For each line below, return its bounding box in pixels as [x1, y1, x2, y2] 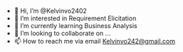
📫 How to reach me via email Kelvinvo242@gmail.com [14, 37, 176, 45]
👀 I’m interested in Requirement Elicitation [14, 14, 137, 22]
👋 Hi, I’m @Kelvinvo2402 [14, 7, 88, 15]
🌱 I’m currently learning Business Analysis [14, 22, 137, 30]
